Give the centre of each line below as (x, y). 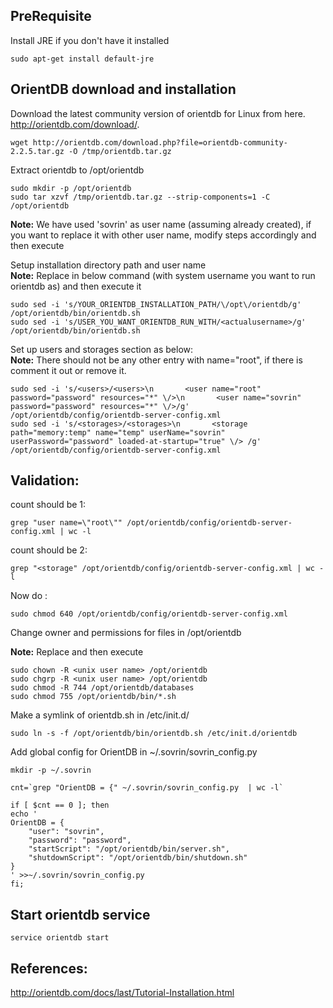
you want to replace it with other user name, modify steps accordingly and (163, 235)
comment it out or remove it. (68, 370)
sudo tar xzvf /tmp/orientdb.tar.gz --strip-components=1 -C (140, 197)
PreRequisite (51, 16)
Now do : (29, 596)
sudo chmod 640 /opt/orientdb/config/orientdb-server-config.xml (149, 614)
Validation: (45, 480)
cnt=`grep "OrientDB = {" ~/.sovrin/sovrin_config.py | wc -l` (147, 788)
